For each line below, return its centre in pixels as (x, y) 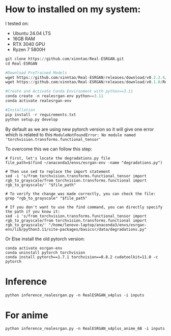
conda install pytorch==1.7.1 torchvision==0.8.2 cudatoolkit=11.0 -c (82, 257)
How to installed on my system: (73, 9)
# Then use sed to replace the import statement (58, 171)
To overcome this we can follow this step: (49, 149)
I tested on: (17, 23)
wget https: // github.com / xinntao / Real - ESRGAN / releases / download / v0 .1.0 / (84, 82)
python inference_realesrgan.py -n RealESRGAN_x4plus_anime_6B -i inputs (85, 329)
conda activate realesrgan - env (38, 101)
